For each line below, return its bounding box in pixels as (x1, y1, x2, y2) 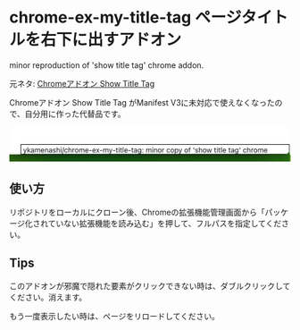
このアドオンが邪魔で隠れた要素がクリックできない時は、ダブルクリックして (9, 280, 291, 291)
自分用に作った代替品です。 (24, 108, 127, 119)
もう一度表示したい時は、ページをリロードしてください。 (9, 310, 221, 321)
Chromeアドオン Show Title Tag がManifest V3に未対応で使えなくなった (9, 97, 275, 107)
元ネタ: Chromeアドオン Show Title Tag (9, 78, 155, 89)
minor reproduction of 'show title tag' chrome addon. (9, 59, 204, 71)
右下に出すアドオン (40, 30, 182, 50)
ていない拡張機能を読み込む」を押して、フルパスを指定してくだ (47, 217, 282, 228)
